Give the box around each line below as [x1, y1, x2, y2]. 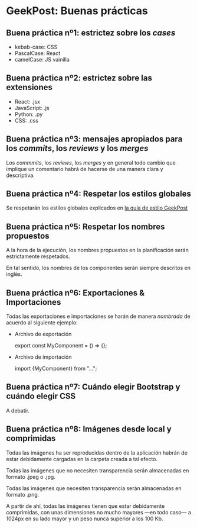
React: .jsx [14, 98, 40, 105]
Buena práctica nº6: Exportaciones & [6, 288, 145, 298]
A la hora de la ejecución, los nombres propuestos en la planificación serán [6, 247, 189, 254]
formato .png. [6, 491, 40, 498]
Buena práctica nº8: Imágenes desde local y [6, 424, 172, 434]
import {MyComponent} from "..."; [14, 365, 97, 372]
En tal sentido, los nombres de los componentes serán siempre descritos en [6, 265, 191, 272]
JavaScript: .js [14, 104, 50, 111]
